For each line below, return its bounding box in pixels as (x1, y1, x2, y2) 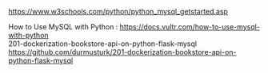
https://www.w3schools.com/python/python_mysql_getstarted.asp (8, 7, 228, 16)
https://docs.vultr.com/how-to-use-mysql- (119, 22, 260, 31)
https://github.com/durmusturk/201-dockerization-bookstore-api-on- (8, 48, 238, 56)
